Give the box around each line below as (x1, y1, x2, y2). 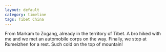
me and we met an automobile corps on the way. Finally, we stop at (5, 36, 147, 42)
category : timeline (5, 12, 47, 17)
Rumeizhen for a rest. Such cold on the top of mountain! (5, 41, 123, 47)
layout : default (5, 7, 39, 13)
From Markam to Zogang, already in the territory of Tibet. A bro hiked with (5, 31, 161, 37)
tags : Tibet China (5, 17, 44, 22)
